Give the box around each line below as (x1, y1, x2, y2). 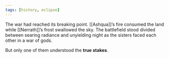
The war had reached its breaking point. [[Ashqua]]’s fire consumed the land (5, 21, 164, 27)
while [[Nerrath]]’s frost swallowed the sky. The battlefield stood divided (5, 26, 155, 33)
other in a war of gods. (5, 37, 53, 43)
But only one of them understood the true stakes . (5, 47, 108, 53)
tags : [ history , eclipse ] (5, 7, 60, 13)
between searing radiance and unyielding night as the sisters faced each (5, 32, 156, 38)
